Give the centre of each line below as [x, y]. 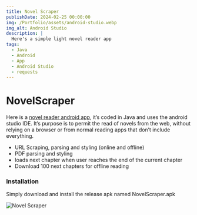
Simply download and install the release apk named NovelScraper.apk [91, 194]
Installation [23, 181]
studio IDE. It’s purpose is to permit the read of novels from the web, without [98, 124]
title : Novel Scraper [33, 11]
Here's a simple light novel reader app [61, 39]
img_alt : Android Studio [36, 28]
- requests [25, 72]
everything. [20, 136]
